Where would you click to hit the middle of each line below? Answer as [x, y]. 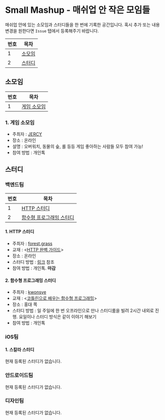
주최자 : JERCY [27, 134]
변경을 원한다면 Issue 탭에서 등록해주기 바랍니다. [52, 30]
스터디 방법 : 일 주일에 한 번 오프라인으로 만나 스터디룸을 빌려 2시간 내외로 [83, 311]
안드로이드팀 [19, 375]
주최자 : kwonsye [29, 292]
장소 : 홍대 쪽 [25, 304]
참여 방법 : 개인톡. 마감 [34, 268]
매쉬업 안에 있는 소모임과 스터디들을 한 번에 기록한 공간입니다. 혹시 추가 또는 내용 [82, 25]
